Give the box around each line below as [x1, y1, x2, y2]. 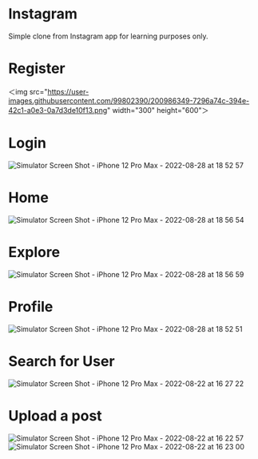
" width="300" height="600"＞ [106, 105, 209, 115]
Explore [8, 243, 61, 261]
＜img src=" [8, 87, 48, 96]
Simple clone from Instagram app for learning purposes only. [8, 31, 208, 41]
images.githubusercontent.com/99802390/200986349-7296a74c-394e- [8, 95, 250, 105]
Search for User [8, 352, 115, 370]
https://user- [47, 87, 89, 96]
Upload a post [8, 406, 102, 425]
